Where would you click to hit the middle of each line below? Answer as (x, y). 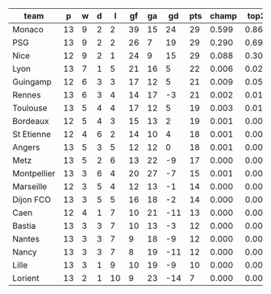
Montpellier (34, 174)
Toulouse (30, 108)
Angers (26, 147)
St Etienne (32, 134)
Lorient (26, 278)
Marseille (30, 186)
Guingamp (32, 82)
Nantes (26, 239)
